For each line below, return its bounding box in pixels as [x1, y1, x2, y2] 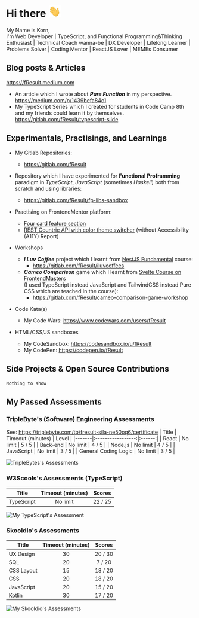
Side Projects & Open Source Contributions [6, 364, 170, 374]
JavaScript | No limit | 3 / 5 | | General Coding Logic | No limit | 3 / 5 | [6, 447, 175, 455]
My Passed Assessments [6, 397, 102, 407]
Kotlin [8, 592, 23, 599]
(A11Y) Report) [23, 232, 59, 239]
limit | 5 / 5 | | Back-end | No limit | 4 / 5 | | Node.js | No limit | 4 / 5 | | [6, 442, 175, 449]
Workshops [14, 244, 43, 251]
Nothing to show [6, 380, 46, 387]
